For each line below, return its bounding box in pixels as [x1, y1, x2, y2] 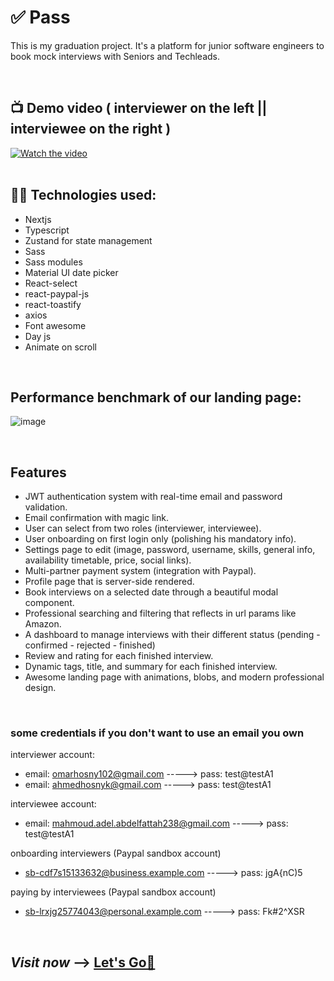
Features [10, 464, 67, 481]
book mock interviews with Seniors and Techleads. [10, 50, 220, 62]
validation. [24, 501, 68, 513]
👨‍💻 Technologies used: [10, 187, 157, 204]
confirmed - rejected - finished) [24, 639, 156, 651]
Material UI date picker [24, 266, 119, 278]
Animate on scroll [24, 341, 97, 353]
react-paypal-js [24, 287, 90, 300]
